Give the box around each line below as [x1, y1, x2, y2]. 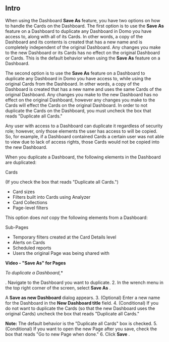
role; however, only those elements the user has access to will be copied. [5, 128, 157, 134]
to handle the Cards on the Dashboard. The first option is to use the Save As [5, 23, 164, 29]
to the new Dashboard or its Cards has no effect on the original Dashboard [5, 49, 160, 55]
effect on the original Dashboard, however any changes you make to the [5, 97, 155, 103]
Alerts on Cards [12, 239, 45, 245]
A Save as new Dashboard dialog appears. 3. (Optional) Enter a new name [5, 295, 160, 301]
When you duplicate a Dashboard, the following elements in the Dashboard [5, 154, 161, 160]
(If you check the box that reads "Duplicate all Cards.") [5, 179, 119, 185]
